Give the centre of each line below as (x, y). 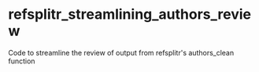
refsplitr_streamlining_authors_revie (130, 14)
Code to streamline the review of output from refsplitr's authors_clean (121, 52)
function (22, 61)
